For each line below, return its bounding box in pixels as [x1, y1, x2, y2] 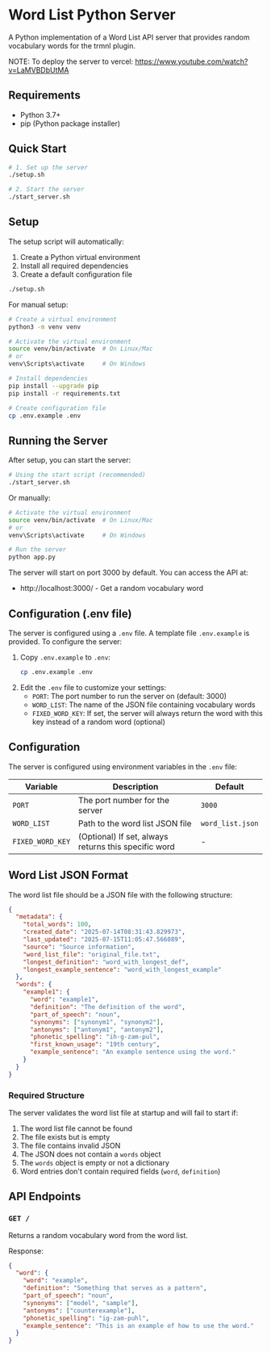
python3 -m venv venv [8, 323, 81, 331]
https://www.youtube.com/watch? [135, 57, 248, 66]
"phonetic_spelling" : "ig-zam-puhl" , [23, 1314, 150, 1322]
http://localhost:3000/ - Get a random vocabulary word [19, 584, 204, 593]
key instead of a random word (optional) [31, 717, 165, 726]
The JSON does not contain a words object [19, 1149, 161, 1159]
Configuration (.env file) [8, 607, 132, 621]
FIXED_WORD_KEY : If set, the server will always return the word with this [31, 708, 264, 718]
